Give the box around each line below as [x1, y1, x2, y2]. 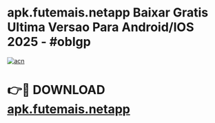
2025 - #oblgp [7, 34, 91, 49]
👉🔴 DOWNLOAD [7, 82, 105, 98]
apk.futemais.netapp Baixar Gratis [7, 5, 209, 21]
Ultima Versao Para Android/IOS [7, 19, 194, 35]
